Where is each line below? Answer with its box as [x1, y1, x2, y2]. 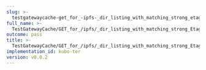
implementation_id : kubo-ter [6, 49, 81, 55]
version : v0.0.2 [6, 54, 48, 60]
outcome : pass [6, 32, 43, 38]
